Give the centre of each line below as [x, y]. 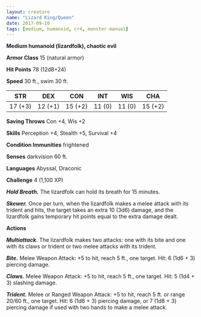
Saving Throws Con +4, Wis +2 [46, 121]
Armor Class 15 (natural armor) [45, 58]
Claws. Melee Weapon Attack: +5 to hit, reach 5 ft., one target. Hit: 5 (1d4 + [100, 276]
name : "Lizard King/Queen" [40, 18]
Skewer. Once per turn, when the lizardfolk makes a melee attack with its [97, 204]
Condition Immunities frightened [48, 145]
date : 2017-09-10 [28, 23]
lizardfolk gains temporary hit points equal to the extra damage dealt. [92, 216]
